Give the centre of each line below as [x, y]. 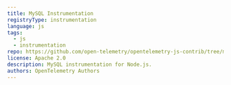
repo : [15, 52]
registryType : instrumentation [52, 20]
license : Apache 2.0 [37, 58]
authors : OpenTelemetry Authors [53, 71]
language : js [26, 26]
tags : [15, 33]
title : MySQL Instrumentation [51, 13]
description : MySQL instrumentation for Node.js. [80, 64]
